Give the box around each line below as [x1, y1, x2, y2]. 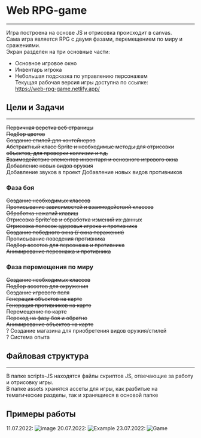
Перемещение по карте [6, 308, 67, 315]
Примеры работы [6, 409, 76, 419]
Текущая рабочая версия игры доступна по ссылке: [14, 78, 148, 86]
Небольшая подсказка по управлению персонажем [14, 72, 148, 80]
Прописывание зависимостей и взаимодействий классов [6, 203, 154, 211]
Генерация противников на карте [6, 302, 92, 309]
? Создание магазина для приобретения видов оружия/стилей [6, 327, 167, 334]
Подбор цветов [6, 130, 45, 138]
